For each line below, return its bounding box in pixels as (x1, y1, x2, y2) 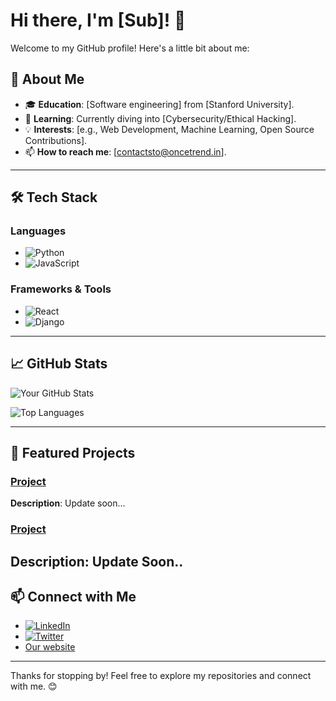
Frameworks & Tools (10, 282, 112, 296)
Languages (10, 224, 67, 238)
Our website (24, 641, 76, 653)
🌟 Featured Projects (10, 444, 136, 461)
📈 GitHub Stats (10, 355, 108, 373)
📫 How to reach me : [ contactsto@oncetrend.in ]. (24, 145, 227, 158)
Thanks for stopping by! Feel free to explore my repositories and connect (10, 670, 312, 682)
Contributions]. (24, 134, 88, 146)
